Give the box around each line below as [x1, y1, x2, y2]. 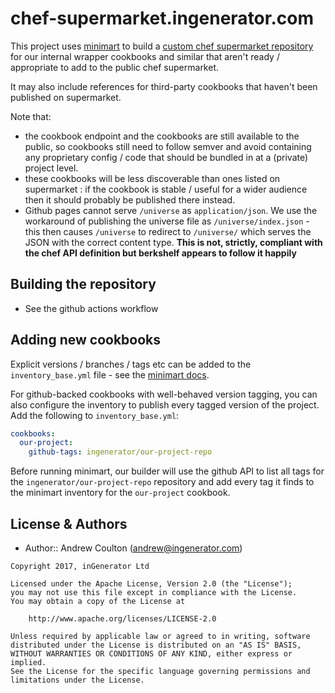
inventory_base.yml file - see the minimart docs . [10, 368, 210, 381]
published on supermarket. [10, 91, 122, 103]
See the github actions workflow [24, 302, 159, 314]
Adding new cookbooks [10, 332, 162, 349]
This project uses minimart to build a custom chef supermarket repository [10, 40, 314, 52]
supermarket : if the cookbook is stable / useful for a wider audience [24, 183, 308, 195]
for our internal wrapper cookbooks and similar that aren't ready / [10, 50, 280, 62]
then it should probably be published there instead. [24, 193, 236, 206]
